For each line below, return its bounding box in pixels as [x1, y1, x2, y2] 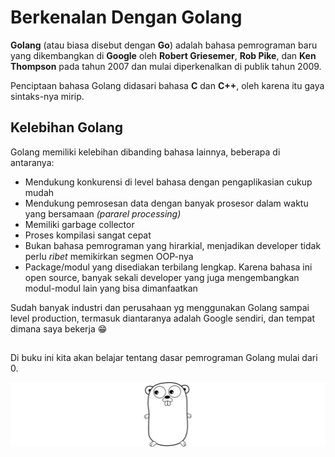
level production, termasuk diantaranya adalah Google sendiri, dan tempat [10, 312, 316, 324]
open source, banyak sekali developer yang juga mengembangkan [24, 271, 300, 283]
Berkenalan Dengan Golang [10, 6, 243, 29]
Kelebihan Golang [10, 119, 124, 136]
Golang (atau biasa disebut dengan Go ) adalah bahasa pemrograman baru [10, 39, 318, 51]
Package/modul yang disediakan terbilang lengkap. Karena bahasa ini [24, 261, 313, 273]
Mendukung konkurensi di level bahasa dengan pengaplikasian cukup [24, 176, 313, 188]
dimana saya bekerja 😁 [10, 322, 108, 335]
